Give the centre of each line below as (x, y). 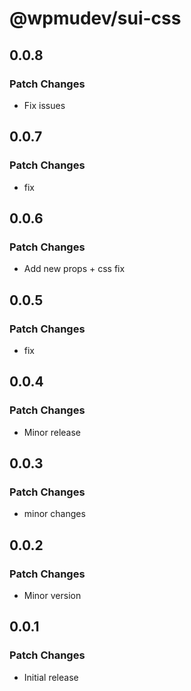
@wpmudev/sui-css (95, 18)
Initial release (51, 677)
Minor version (52, 595)
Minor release (52, 432)
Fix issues (44, 105)
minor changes (54, 514)
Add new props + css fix (74, 269)
